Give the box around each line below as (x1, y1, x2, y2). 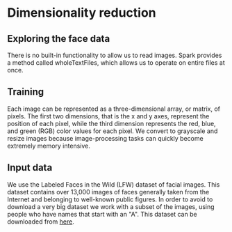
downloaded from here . (7, 217, 74, 226)
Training (7, 86, 44, 98)
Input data (7, 162, 53, 173)
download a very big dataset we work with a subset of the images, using (7, 202, 215, 210)
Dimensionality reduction (7, 5, 156, 21)
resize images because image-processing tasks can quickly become (7, 134, 204, 142)
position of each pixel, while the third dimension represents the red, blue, (7, 119, 217, 127)
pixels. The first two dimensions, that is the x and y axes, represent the (7, 111, 210, 120)
